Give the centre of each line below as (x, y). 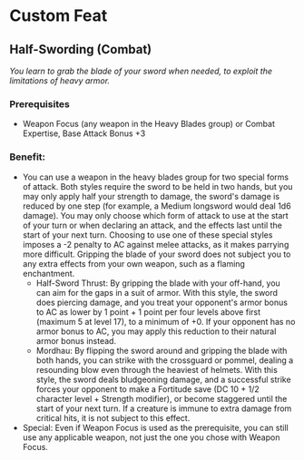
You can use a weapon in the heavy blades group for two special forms (156, 177)
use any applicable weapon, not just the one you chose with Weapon (151, 437)
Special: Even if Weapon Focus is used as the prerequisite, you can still (155, 427)
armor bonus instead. (76, 340)
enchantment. (49, 273)
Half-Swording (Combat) (81, 49)
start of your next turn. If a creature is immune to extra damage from (164, 408)
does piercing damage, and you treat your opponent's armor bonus (162, 302)
